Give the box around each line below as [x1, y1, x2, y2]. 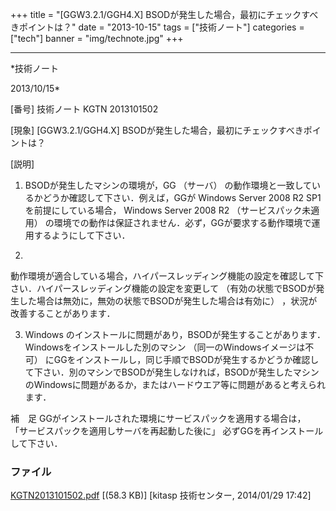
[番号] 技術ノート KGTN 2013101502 [10, 103, 159, 115]
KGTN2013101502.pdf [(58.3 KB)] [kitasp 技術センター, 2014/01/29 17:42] [10, 489, 312, 502]
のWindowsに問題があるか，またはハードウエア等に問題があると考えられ [24, 379, 326, 390]
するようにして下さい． [33, 229, 131, 241]
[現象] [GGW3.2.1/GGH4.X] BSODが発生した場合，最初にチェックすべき [10, 124, 304, 136]
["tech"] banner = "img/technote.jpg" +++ [10, 33, 184, 44]
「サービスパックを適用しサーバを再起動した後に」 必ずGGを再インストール [10, 425, 324, 437]
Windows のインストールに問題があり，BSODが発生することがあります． [24, 329, 326, 340]
